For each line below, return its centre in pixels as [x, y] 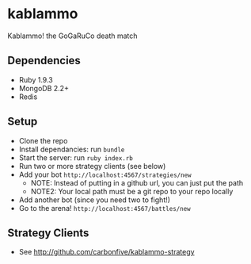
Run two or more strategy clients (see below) [92, 166]
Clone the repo [43, 140]
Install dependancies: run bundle [72, 149]
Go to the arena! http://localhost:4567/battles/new [105, 208]
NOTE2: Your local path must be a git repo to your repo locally [132, 191]
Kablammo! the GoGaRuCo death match [72, 36]
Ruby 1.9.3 [36, 79]
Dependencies [44, 61]
